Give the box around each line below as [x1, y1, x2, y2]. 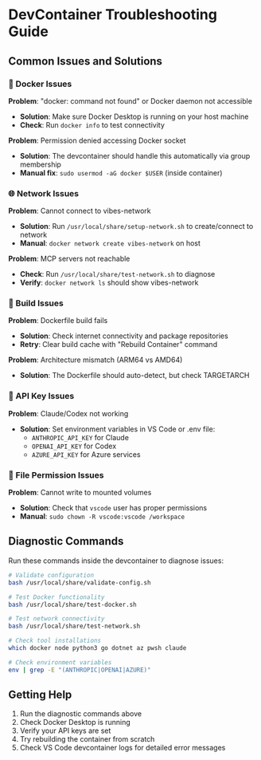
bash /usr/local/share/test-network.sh [8, 622, 141, 631]
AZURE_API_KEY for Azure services [31, 449, 141, 459]
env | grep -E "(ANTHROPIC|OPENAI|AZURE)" [8, 666, 151, 674]
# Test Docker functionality [8, 593, 105, 601]
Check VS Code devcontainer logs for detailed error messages [19, 743, 226, 753]
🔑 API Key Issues [8, 391, 75, 402]
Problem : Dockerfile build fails [8, 316, 108, 325]
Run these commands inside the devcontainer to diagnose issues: [8, 556, 224, 565]
